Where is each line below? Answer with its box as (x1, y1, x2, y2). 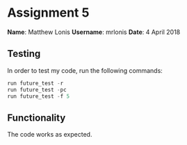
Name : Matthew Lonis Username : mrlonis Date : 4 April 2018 (7, 28, 181, 36)
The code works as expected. (7, 130, 92, 139)
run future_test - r (7, 80, 64, 87)
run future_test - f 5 (7, 92, 70, 100)
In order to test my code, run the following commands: (7, 66, 163, 74)
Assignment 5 (7, 5, 90, 21)
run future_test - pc (7, 86, 67, 93)
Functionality (7, 112, 66, 123)
